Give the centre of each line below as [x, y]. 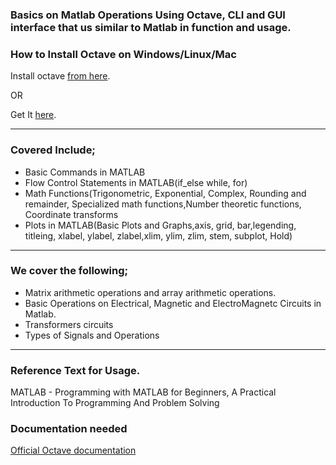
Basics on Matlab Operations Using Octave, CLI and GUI [148, 15]
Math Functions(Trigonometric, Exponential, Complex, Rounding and [165, 193]
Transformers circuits [69, 324]
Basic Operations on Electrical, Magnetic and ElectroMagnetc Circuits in [173, 303]
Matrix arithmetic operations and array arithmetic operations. [150, 292]
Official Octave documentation [73, 450]
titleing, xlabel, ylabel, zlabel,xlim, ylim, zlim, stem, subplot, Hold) [158, 235]
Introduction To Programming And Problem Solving [115, 403]
